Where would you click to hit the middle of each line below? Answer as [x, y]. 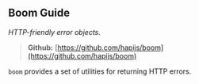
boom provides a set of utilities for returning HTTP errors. [100, 71]
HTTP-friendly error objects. [54, 32]
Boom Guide [39, 13]
